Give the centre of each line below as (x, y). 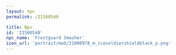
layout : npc (20, 11)
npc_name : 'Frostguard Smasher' (45, 38)
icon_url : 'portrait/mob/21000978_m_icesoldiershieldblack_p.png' (89, 43)
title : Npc (19, 27)
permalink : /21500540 (32, 17)
